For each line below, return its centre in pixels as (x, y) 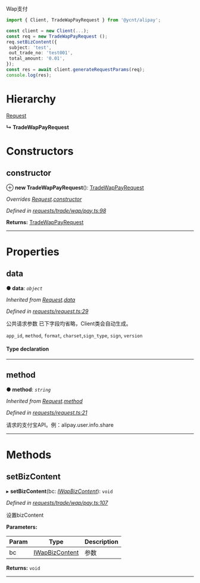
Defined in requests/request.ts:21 (47, 413)
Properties (33, 252)
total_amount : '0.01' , (37, 58)
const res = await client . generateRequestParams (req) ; (76, 70)
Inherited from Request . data (41, 299)
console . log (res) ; (29, 75)
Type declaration (28, 349)
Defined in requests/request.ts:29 (47, 311)
